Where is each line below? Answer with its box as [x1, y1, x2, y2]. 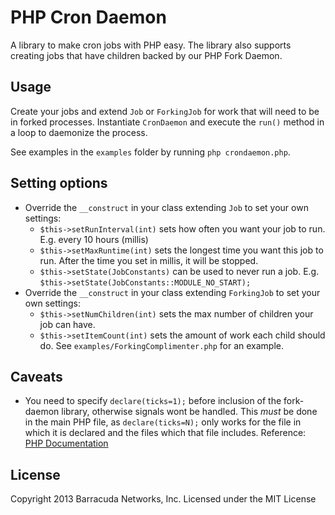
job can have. [39, 318, 96, 330]
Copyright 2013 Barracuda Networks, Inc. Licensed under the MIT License [10, 493, 317, 505]
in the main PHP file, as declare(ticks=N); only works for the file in [24, 416, 302, 428]
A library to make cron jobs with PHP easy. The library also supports [10, 39, 292, 51]
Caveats [10, 368, 63, 385]
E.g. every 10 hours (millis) [39, 233, 149, 245]
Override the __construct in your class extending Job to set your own [24, 201, 309, 213]
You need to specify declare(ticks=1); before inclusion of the [24, 395, 282, 407]
